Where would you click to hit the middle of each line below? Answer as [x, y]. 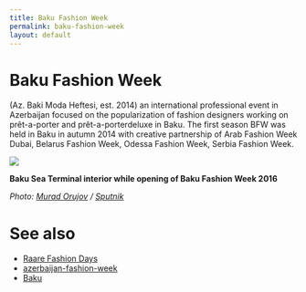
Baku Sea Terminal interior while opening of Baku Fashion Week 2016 [143, 179]
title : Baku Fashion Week [58, 18]
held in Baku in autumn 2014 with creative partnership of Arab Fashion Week [153, 134]
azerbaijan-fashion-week [70, 268]
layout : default [40, 35]
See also [42, 233]
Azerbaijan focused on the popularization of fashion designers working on [149, 115]
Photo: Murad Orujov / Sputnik [67, 196]
